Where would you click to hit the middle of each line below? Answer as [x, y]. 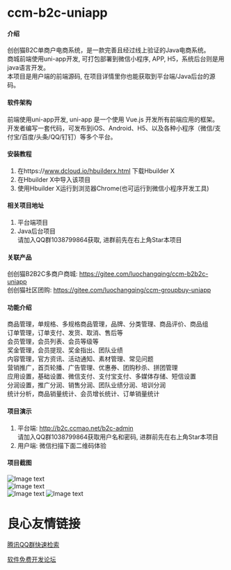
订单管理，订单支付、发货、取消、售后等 [65, 333]
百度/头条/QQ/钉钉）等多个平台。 [69, 137]
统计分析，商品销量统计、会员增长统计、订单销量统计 [83, 394]
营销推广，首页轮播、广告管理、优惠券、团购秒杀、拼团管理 [93, 368]
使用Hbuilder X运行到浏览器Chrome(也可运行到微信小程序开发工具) [113, 188]
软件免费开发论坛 [32, 559]
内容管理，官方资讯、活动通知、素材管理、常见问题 [80, 359]
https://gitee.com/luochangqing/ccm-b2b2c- [144, 274]
